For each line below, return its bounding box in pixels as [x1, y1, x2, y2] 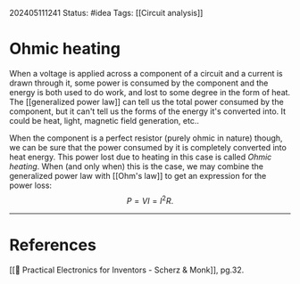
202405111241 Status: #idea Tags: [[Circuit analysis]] [9, 8, 204, 18]
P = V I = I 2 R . [126, 193, 174, 206]
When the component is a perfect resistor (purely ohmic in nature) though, [9, 133, 283, 143]
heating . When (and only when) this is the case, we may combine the [9, 160, 263, 172]
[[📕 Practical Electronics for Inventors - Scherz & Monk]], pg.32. [9, 264, 245, 275]
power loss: [9, 180, 52, 191]
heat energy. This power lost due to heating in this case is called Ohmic [9, 151, 272, 162]
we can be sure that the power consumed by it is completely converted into [9, 142, 287, 152]
